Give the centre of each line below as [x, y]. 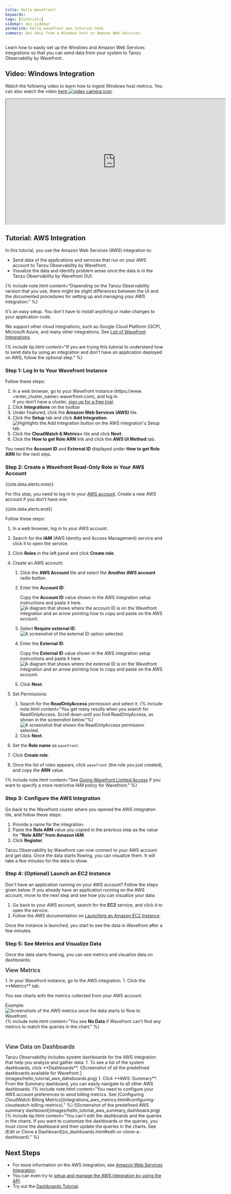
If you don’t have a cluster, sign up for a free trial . [63, 401]
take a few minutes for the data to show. [47, 860]
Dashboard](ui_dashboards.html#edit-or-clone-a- [90, 1132]
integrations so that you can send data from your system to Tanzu [73, 53]
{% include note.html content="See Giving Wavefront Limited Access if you [83, 780]
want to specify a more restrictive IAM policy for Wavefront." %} [71, 785]
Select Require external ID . [48, 629]
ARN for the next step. [28, 454]
